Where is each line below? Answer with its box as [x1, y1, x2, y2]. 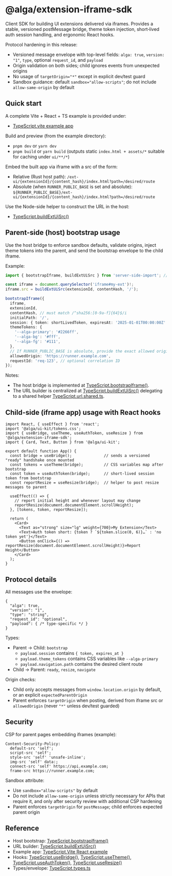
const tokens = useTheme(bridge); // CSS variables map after [10, 462, 164, 467]
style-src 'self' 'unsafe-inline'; [10, 755, 86, 760]
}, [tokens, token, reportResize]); [10, 507, 88, 513]
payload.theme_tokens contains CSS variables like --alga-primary [20, 655, 159, 662]
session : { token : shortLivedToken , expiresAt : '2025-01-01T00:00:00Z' [10, 320, 166, 325]
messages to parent [5, 485, 47, 490]
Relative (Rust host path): [12, 173, 67, 179]
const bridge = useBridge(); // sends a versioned [10, 453, 150, 459]
